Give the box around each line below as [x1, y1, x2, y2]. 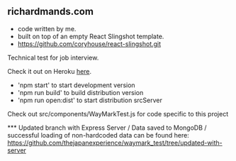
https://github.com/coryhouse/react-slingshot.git [17, 39, 162, 48]
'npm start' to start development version [17, 81, 136, 89]
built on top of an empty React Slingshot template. [17, 32, 164, 40]
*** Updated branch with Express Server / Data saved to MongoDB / [7, 123, 207, 132]
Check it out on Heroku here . [7, 67, 92, 75]
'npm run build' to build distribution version [17, 88, 144, 96]
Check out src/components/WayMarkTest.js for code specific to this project [7, 109, 229, 118]
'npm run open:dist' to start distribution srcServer [17, 96, 163, 104]
